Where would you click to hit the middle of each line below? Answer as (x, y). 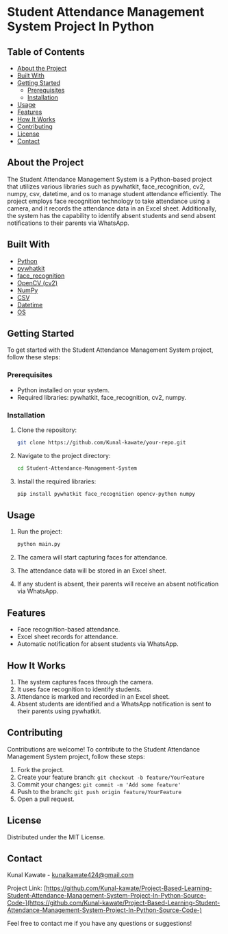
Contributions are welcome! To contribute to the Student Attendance (104, 749)
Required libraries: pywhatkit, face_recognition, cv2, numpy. (102, 397)
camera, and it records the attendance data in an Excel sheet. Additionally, (112, 208)
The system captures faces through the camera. (85, 682)
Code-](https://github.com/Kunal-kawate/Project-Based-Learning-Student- (114, 903)
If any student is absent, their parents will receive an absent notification (118, 584)
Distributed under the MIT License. (56, 837)
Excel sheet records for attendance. (67, 637)
